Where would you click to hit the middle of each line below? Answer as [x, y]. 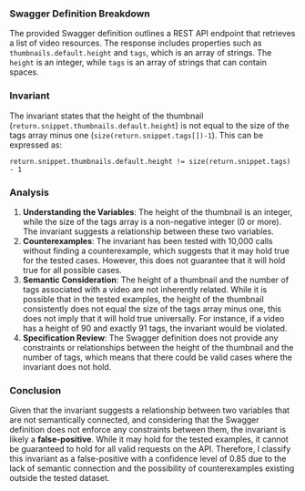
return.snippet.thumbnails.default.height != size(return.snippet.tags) [150, 161]
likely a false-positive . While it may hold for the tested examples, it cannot [149, 439]
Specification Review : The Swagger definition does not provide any [150, 338]
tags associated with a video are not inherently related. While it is [145, 289]
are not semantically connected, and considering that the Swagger [134, 420]
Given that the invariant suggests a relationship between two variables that [149, 410]
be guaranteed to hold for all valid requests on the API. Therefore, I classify [150, 449]
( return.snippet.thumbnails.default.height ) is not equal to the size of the [149, 125]
